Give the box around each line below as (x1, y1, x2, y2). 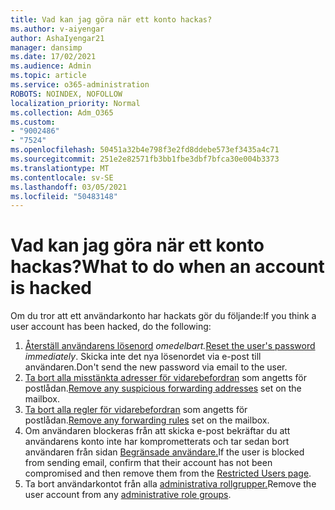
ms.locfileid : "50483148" (10, 191, 118, 201)
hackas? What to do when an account (10, 256, 325, 278)
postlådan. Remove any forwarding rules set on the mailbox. (24, 414, 270, 426)
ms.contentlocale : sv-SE (10, 172, 114, 183)
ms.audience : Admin (10, 61, 92, 71)
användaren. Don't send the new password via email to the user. (24, 361, 288, 373)
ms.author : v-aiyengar (10, 24, 105, 34)
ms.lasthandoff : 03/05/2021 (10, 182, 128, 192)
